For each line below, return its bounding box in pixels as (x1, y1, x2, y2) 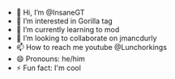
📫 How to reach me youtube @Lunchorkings (15, 43, 168, 52)
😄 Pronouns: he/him (15, 54, 85, 64)
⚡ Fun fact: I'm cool (15, 63, 81, 73)
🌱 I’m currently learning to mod (15, 25, 120, 34)
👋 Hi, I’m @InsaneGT (15, 8, 85, 17)
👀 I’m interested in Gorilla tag (15, 16, 113, 26)
